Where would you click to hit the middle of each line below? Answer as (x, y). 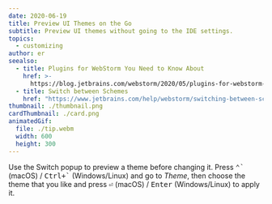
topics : (21, 38)
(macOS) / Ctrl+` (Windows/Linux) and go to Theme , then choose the (127, 176)
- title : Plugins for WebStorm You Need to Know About (110, 69)
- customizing (39, 46)
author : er (27, 53)
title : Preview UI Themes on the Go (70, 23)
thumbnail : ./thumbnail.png (56, 106)
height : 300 (36, 144)
